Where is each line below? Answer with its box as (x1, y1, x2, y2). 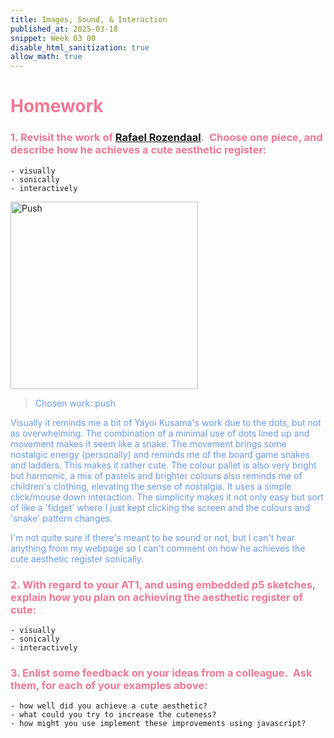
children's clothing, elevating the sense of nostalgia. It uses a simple (10, 480, 292, 492)
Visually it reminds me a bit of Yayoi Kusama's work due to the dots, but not (10, 416, 322, 428)
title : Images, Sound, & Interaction (10, 14, 168, 25)
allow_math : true (10, 52, 83, 62)
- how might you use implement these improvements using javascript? (10, 719, 307, 729)
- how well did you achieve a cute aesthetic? (10, 701, 208, 711)
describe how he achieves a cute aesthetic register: (10, 143, 267, 157)
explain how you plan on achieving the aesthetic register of (10, 590, 304, 604)
